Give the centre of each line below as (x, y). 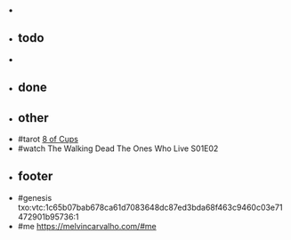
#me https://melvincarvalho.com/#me (87, 226)
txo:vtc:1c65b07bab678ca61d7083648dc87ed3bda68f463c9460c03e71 (150, 207)
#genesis (35, 197)
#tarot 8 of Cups (48, 140)
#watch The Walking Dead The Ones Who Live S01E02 (118, 148)
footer (35, 176)
